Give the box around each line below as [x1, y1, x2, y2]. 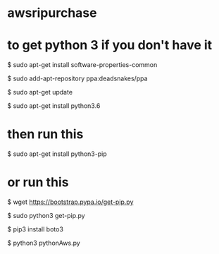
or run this [7, 174, 69, 190]
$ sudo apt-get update [7, 88, 73, 97]
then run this [7, 126, 84, 143]
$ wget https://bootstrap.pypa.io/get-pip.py [7, 198, 134, 206]
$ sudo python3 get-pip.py [7, 212, 86, 219]
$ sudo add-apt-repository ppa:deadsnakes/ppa [7, 74, 148, 83]
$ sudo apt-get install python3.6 [7, 102, 101, 110]
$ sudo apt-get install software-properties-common [7, 61, 158, 69]
